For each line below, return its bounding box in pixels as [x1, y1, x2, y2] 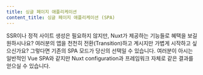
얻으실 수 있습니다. [6, 62, 51, 70]
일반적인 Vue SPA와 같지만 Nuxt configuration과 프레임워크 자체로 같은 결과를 [6, 54, 194, 62]
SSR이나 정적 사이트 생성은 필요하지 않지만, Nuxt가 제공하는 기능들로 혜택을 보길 [6, 31, 198, 39]
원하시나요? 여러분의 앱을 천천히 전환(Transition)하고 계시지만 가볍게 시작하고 [6, 39, 191, 47]
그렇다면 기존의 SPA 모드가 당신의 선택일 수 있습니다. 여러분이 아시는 [30, 47, 193, 54]
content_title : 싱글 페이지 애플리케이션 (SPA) [6, 15, 116, 21]
